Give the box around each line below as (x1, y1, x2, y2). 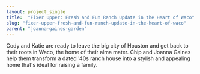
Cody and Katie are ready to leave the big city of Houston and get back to (6, 42, 189, 49)
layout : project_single (6, 8, 66, 15)
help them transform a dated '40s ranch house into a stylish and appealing (6, 55, 190, 62)
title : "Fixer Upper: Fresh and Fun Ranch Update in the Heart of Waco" (6, 14, 195, 20)
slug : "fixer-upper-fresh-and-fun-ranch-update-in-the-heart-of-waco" (6, 20, 187, 26)
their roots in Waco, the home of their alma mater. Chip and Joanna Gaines (6, 49, 191, 56)
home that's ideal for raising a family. (6, 61, 98, 69)
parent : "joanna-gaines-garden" (6, 25, 87, 32)
